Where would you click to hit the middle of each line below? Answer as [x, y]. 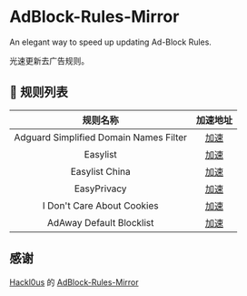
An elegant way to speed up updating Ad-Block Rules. [110, 42]
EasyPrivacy [100, 189]
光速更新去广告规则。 [49, 60]
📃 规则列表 [39, 92]
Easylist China [100, 171]
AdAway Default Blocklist [100, 222]
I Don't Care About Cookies [100, 205]
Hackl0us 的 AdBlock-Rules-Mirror [74, 282]
